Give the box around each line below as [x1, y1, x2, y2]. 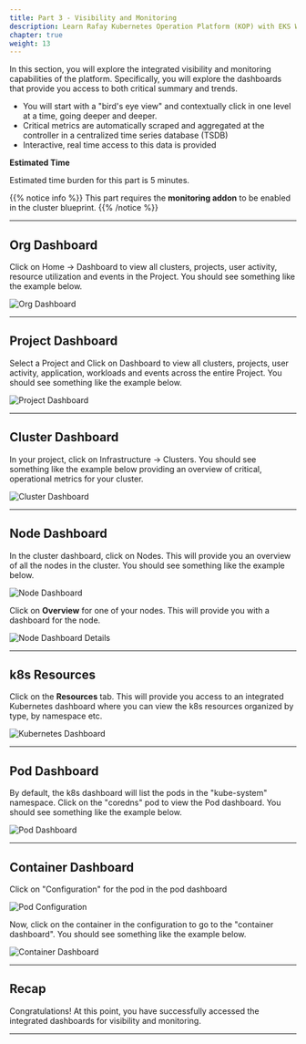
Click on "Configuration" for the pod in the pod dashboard [9, 884, 228, 894]
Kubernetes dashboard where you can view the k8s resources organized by [9, 701, 294, 712]
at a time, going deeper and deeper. [22, 110, 158, 121]
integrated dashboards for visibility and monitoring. [9, 1015, 202, 1026]
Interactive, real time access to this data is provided [22, 140, 217, 150]
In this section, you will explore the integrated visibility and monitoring [9, 64, 271, 75]
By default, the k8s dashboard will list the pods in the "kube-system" [9, 788, 268, 799]
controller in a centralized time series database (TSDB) [22, 129, 229, 141]
